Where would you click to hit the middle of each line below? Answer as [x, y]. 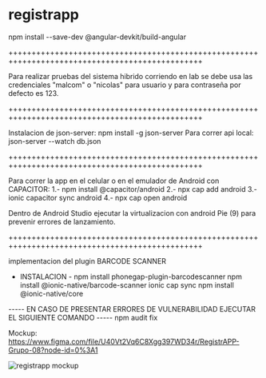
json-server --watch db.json [55, 141]
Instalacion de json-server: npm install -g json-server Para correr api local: [131, 133]
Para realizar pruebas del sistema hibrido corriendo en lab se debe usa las [131, 76]
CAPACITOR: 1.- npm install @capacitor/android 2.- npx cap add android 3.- [133, 189]
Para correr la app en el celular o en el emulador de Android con [114, 181]
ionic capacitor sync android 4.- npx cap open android [98, 197]
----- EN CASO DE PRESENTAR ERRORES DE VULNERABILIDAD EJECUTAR [132, 308]
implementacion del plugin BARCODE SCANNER [87, 261]
